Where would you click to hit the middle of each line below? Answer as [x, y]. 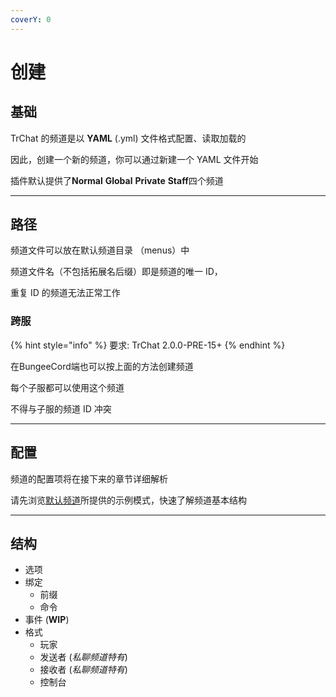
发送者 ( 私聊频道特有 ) [83, 657]
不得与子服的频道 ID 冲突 [61, 408]
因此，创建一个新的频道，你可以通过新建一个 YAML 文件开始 [134, 159]
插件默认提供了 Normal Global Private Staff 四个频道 [117, 180]
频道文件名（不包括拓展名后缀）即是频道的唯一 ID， [116, 272]
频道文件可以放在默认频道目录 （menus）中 [100, 250]
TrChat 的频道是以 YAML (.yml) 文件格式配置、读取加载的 [128, 138]
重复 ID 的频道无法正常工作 [65, 293]
